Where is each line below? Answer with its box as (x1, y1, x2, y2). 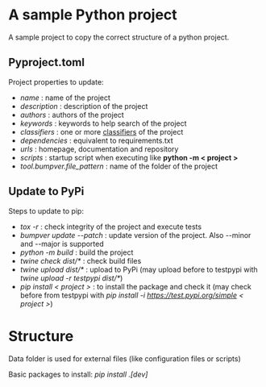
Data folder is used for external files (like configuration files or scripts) (8, 353, 242, 364)
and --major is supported (19, 239, 105, 248)
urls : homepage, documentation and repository (19, 144, 179, 154)
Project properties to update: (8, 77, 104, 86)
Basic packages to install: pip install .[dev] (8, 369, 148, 379)
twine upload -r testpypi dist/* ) (19, 273, 123, 283)
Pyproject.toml (8, 56, 85, 69)
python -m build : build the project (19, 248, 134, 257)
